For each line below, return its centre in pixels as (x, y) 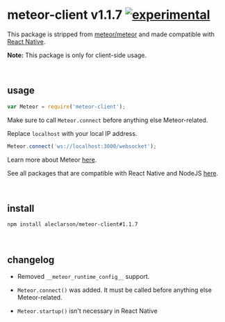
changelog (31, 260)
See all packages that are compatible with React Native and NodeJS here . (113, 173)
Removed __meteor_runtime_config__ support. (83, 276)
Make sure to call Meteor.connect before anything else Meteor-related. (108, 120)
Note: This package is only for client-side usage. (77, 55)
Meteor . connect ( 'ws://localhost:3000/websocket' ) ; (82, 146)
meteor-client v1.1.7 (65, 15)
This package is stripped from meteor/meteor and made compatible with (111, 34)
